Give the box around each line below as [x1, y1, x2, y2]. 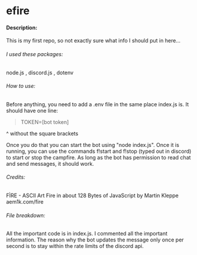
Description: [6, 24, 37, 31]
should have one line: [6, 107, 58, 114]
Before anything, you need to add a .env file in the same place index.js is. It [6, 100, 189, 107]
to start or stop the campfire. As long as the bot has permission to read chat [6, 153, 191, 161]
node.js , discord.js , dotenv [6, 69, 74, 76]
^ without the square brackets [6, 130, 79, 137]
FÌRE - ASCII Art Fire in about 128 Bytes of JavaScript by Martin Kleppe [6, 192, 179, 199]
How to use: [6, 83, 35, 90]
